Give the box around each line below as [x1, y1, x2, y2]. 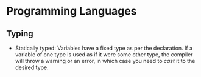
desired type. [15, 64, 49, 71]
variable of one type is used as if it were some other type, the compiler [15, 51, 193, 58]
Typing [6, 28, 33, 39]
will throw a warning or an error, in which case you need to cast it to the [15, 58, 196, 64]
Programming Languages [6, 4, 137, 18]
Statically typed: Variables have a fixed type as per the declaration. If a [15, 44, 193, 52]
